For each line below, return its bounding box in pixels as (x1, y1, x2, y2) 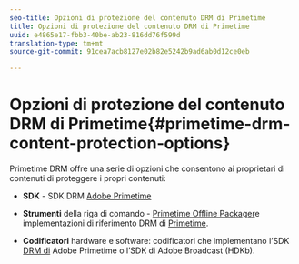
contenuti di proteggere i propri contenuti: (9, 173, 166, 184)
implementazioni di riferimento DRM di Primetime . (22, 218, 209, 228)
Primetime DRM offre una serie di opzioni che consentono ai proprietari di (9, 163, 285, 174)
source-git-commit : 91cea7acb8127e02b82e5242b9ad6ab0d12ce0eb (9, 47, 250, 56)
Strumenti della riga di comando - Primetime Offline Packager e (22, 208, 261, 219)
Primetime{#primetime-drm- (67, 114, 291, 135)
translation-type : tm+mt (9, 38, 104, 48)
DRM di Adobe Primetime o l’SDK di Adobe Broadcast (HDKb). (22, 245, 256, 256)
